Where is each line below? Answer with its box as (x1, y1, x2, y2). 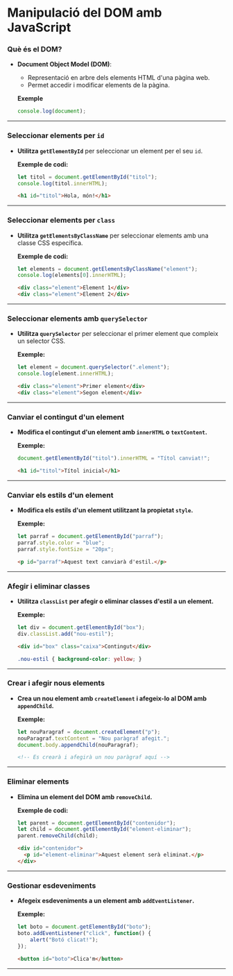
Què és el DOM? (7, 44, 62, 54)
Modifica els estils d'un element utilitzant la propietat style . (17, 506, 193, 514)
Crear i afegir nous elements (7, 678, 105, 688)
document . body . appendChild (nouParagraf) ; (17, 741, 139, 748)
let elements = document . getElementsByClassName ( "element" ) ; (17, 265, 198, 272)
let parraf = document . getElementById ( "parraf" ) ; (17, 533, 164, 540)
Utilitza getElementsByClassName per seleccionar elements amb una (17, 231, 209, 239)
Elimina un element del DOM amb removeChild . (17, 793, 153, 801)
